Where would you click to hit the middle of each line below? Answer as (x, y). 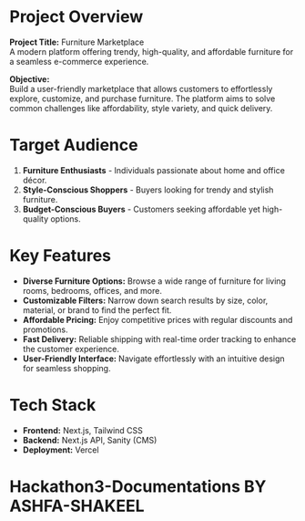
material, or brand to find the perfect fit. (97, 310)
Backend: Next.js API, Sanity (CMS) (90, 440)
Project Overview (76, 17)
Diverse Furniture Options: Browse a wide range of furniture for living (154, 281)
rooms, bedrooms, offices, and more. (92, 290)
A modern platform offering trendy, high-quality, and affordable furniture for (152, 51)
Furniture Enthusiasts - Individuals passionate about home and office (153, 170)
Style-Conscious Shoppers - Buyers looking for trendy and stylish (148, 190)
